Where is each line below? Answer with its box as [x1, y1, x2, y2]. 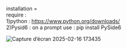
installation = [6, 5, 38, 12]
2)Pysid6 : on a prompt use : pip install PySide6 [6, 24, 122, 31]
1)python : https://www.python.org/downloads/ [6, 18, 120, 24]
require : [6, 11, 27, 18]
